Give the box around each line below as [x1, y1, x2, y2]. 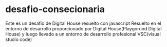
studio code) [5, 36, 32, 42]
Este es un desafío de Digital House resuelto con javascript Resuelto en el [5, 20, 161, 26]
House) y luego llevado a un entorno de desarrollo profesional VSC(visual [5, 31, 161, 37]
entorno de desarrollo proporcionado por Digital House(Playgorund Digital [5, 25, 162, 31]
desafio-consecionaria [5, 4, 105, 15]
